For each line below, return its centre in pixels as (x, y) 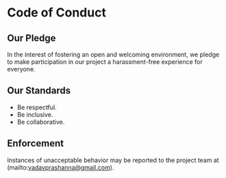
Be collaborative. (41, 122)
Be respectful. (37, 107)
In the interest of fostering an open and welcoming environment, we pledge (113, 54)
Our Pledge (32, 38)
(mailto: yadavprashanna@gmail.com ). (61, 167)
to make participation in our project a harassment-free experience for (105, 62)
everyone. (21, 69)
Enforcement (35, 143)
